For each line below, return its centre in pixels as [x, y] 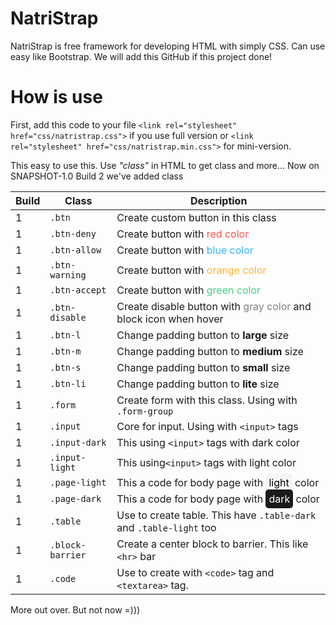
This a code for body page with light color [218, 482]
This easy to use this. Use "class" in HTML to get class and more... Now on [165, 165]
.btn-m [65, 351]
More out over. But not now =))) [75, 609]
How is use [56, 97]
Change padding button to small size [203, 367]
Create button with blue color [185, 250]
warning [68, 275]
